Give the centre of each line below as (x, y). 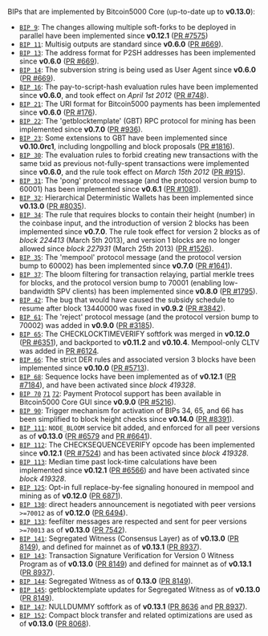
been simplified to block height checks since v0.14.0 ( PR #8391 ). (126, 419)
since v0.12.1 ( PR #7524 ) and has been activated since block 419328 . (134, 453)
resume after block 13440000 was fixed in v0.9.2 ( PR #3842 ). (122, 308)
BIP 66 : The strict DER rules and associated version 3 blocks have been (137, 359)
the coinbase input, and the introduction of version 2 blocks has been (134, 223)
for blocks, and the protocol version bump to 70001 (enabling (120, 283)
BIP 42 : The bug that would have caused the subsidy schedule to (126, 300)
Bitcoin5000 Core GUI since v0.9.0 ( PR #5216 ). (97, 402)
